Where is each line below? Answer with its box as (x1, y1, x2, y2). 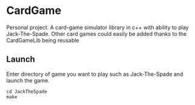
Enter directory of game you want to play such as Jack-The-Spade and (6, 70, 183, 78)
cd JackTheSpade (6, 89, 47, 95)
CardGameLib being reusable (6, 36, 80, 44)
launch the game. (6, 76, 50, 84)
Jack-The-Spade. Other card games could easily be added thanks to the (6, 30, 187, 37)
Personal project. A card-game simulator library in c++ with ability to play (6, 24, 189, 31)
